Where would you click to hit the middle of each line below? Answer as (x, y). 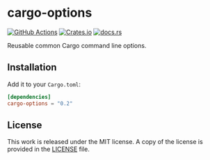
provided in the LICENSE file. (49, 149)
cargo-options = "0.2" (40, 103)
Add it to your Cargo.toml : (44, 84)
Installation (32, 67)
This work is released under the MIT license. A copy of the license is (105, 142)
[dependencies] (29, 97)
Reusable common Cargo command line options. (77, 45)
